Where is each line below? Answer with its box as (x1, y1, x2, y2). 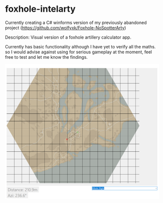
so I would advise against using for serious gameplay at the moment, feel (5, 49, 152, 55)
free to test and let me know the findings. (5, 54, 88, 60)
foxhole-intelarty (5, 3, 76, 15)
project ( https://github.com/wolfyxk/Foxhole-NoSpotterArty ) (5, 24, 126, 30)
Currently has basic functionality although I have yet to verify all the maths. (5, 44, 156, 49)
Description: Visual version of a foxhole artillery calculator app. (5, 34, 132, 40)
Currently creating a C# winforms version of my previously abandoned (5, 20, 147, 25)
